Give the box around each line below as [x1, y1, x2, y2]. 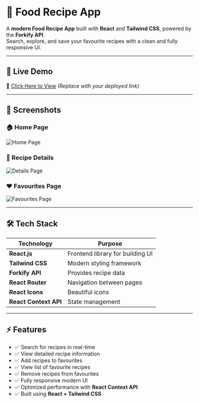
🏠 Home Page [6, 123, 49, 132]
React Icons [9, 287, 43, 296]
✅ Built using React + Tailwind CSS [14, 390, 102, 397]
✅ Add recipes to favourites [14, 357, 83, 364]
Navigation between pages [67, 278, 143, 286]
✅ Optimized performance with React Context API [14, 383, 138, 391]
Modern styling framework [67, 259, 142, 267]
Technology [18, 239, 53, 248]
